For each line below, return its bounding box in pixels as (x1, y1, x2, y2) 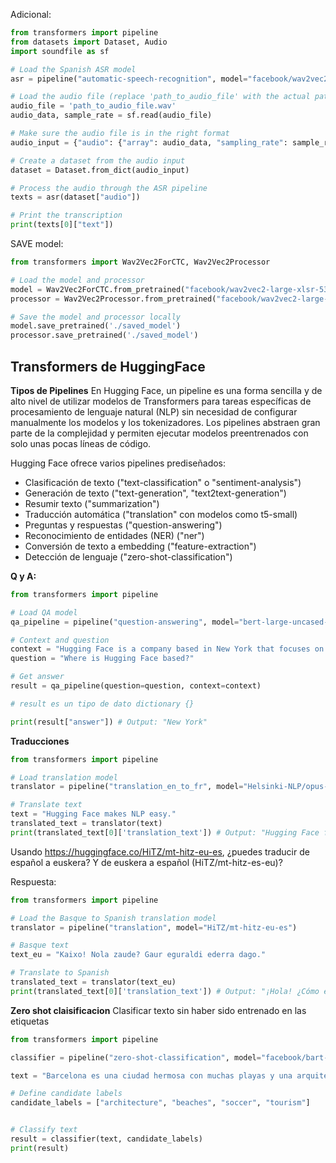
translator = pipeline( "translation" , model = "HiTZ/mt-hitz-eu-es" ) (10, 922, 298, 933)
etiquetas (10, 1015, 50, 1027)
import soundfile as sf (10, 46, 110, 56)
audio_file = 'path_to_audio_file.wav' (10, 101, 177, 111)
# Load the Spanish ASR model (10, 64, 137, 74)
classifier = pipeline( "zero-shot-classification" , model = (10, 1052, 262, 1063)
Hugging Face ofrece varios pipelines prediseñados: (10, 457, 227, 469)
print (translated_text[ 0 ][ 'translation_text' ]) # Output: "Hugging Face (10, 827, 320, 838)
